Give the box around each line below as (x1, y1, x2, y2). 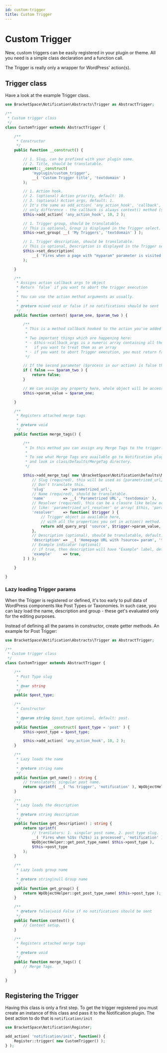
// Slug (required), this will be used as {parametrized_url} (31, 477, 164, 482)
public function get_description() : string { (14, 821, 112, 826)
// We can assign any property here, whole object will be (23, 386, 148, 391)
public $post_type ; (14, 693, 55, 698)
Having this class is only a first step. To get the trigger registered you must (5, 1005, 158, 1011)
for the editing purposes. (5, 613, 56, 619)
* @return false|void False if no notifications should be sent (16, 909, 153, 914)
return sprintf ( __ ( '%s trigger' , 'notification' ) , (23, 785, 137, 790)
